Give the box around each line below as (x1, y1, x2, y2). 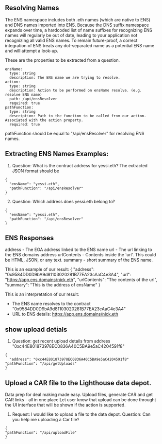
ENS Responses (5, 234, 54, 242)
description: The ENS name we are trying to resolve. (9, 75, 120, 80)
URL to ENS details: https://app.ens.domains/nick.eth (12, 311, 119, 317)
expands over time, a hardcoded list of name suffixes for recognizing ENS (5, 27, 153, 33)
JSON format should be (12, 168, 60, 174)
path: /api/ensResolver (9, 96, 57, 101)
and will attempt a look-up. (5, 48, 58, 53)
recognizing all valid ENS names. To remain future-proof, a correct (5, 37, 138, 43)
